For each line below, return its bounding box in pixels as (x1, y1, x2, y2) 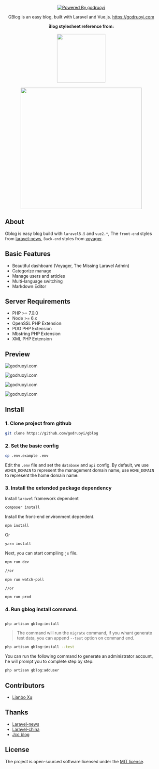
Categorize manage (12, 267, 52, 274)
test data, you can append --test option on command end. (16, 635, 134, 641)
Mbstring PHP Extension (12, 331, 61, 337)
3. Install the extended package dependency (5, 485, 112, 491)
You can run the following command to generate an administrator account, (5, 653, 153, 659)
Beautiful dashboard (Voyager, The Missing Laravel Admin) (12, 263, 130, 268)
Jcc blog (12, 731, 30, 737)
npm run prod (5, 595, 31, 600)
